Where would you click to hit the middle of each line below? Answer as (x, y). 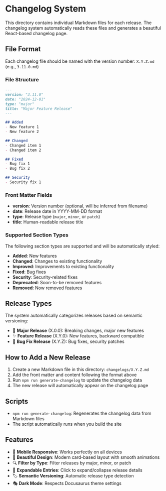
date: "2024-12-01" (25, 99)
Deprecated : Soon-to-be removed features (57, 282)
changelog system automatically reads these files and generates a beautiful (83, 28)
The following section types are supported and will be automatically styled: (82, 246)
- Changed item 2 (23, 150)
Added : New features (34, 256)
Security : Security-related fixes (45, 277)
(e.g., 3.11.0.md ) (22, 66)
